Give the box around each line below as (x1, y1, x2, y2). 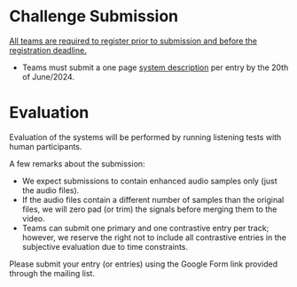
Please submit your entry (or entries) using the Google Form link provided (9, 259, 278, 269)
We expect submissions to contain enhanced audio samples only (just (21, 175, 277, 186)
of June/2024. (21, 71, 75, 81)
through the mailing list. (9, 268, 96, 278)
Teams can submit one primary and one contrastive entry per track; (21, 222, 270, 233)
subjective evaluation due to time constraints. (21, 241, 189, 252)
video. (21, 213, 46, 223)
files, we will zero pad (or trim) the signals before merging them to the (21, 204, 277, 214)
